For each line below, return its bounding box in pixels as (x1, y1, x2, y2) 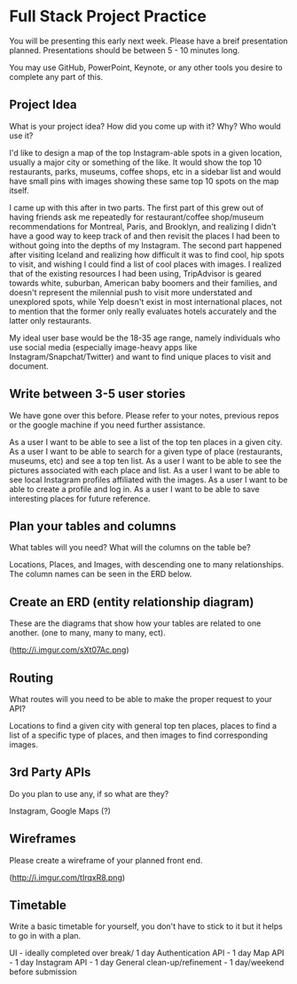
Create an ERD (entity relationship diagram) (9, 594, 254, 609)
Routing (9, 670, 54, 685)
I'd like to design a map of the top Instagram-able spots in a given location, (9, 147, 283, 158)
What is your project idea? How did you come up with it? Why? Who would (9, 121, 281, 131)
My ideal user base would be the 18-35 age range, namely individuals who (9, 332, 281, 343)
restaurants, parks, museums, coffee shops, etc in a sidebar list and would (9, 166, 282, 176)
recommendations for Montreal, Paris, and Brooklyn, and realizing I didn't (9, 221, 277, 231)
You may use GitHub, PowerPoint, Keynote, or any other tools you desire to (9, 62, 283, 73)
